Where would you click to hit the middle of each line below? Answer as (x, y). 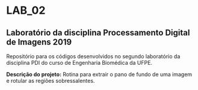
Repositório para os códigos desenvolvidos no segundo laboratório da (93, 56)
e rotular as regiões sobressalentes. (51, 81)
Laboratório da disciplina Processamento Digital (98, 33)
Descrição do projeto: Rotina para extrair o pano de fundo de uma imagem (99, 74)
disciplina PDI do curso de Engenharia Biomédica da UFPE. (79, 63)
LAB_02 (26, 10)
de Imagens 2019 (39, 42)
